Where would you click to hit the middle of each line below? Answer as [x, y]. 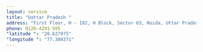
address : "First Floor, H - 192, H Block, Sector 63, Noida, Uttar [93, 23]
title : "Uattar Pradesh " [39, 17]
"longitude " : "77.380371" [40, 39]
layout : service [27, 12]
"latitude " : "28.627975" [39, 34]
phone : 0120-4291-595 [34, 28]
